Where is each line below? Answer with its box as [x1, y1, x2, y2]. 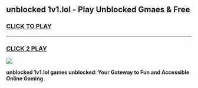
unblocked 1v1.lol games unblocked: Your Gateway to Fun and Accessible [6, 69, 190, 76]
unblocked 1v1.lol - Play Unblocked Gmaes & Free [6, 5, 190, 15]
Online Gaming [6, 75, 44, 82]
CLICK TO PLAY [6, 22, 52, 31]
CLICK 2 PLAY [6, 44, 47, 52]
